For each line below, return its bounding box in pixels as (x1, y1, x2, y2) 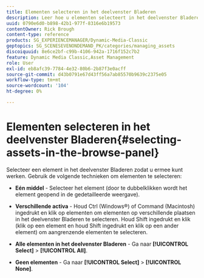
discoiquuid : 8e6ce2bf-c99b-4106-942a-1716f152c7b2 (6, 49, 140, 55)
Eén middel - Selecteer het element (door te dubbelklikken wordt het (15, 184, 188, 191)
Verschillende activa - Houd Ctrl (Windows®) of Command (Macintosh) (15, 202, 195, 210)
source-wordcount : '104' (6, 83, 69, 89)
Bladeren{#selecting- (70, 133, 182, 147)
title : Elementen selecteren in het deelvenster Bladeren (6, 9, 156, 15)
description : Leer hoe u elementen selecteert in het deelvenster (6, 15, 178, 21)
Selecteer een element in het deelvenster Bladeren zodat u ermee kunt (6, 166, 183, 173)
